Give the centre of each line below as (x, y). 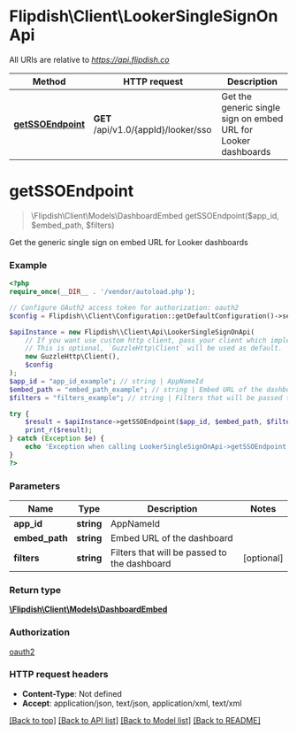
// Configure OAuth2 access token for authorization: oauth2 (124, 307)
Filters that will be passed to (168, 552)
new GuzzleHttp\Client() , (73, 357)
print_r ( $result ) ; (59, 430)
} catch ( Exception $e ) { (57, 439)
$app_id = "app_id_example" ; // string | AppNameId (106, 381)
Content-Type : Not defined (72, 693)
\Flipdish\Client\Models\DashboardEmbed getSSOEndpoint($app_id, (155, 215)
